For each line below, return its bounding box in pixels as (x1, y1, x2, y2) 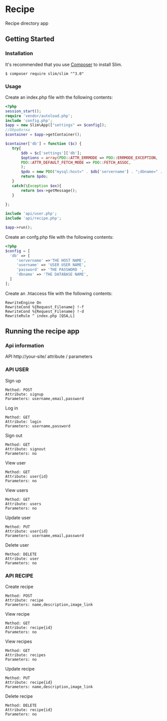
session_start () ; (5, 108, 42, 114)
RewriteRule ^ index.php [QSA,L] (5, 313, 75, 318)
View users (5, 487, 29, 493)
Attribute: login (5, 419, 42, 424)
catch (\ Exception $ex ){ (12, 183, 62, 188)
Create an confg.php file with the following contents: (5, 234, 114, 240)
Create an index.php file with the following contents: (5, 94, 113, 100)
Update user (5, 514, 31, 520)
